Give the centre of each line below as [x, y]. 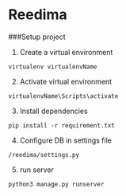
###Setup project [37, 37]
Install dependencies [54, 111]
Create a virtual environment [66, 52]
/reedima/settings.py [44, 155]
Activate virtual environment [66, 81]
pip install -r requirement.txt [61, 125]
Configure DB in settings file [66, 140]
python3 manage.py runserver [56, 184]
